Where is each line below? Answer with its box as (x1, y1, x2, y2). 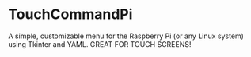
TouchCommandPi (8, 5, 133, 23)
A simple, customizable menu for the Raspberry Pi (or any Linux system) (8, 31, 244, 41)
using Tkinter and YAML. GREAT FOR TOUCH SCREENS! (8, 39, 192, 48)
